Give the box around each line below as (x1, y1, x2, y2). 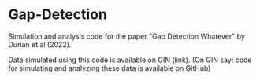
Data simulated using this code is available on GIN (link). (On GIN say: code (8, 55, 252, 64)
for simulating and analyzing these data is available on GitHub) (8, 63, 211, 72)
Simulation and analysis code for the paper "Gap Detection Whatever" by (8, 31, 246, 41)
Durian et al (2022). (8, 39, 72, 49)
